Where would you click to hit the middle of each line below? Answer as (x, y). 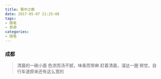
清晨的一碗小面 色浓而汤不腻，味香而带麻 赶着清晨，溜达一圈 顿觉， (85, 66)
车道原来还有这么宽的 (42, 72)
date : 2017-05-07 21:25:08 (32, 14)
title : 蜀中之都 (20, 9)
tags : (10, 18)
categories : (17, 32)
